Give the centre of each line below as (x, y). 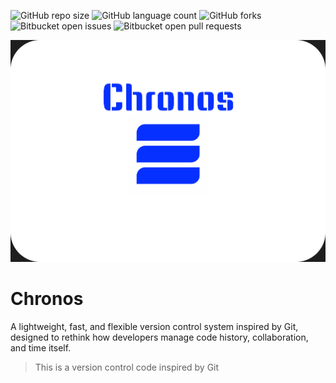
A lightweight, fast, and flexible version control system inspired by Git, (154, 327)
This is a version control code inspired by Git (127, 367)
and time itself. (41, 348)
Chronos (47, 299)
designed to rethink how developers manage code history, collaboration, (159, 337)
